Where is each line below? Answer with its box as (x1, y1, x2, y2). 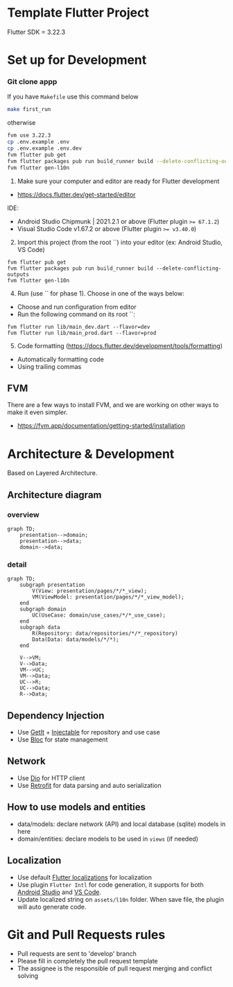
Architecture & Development (7, 446, 175, 462)
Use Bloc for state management (17, 735, 108, 744)
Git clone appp (7, 77, 58, 87)
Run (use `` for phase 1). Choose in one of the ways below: (17, 289, 185, 298)
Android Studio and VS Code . (17, 888, 102, 896)
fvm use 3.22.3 (7, 132, 51, 139)
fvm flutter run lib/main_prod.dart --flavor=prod (7, 329, 157, 336)
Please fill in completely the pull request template (17, 957, 158, 965)
